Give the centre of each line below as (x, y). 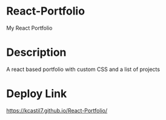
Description (36, 52)
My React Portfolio (29, 28)
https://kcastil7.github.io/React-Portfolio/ (57, 110)
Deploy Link (37, 94)
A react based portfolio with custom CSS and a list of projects (83, 69)
